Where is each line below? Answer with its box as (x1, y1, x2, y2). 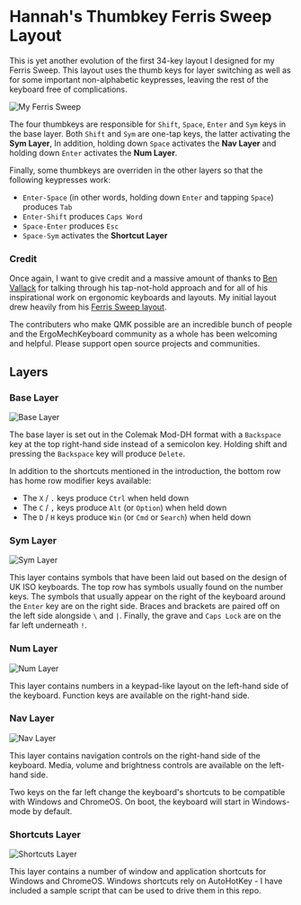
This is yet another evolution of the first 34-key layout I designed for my (9, 55, 276, 66)
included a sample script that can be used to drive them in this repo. (9, 885, 262, 896)
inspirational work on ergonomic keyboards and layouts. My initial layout (9, 292, 277, 303)
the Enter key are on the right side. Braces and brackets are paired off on (9, 601, 280, 612)
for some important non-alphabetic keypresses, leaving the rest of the (9, 74, 270, 85)
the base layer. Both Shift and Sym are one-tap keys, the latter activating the (9, 128, 291, 139)
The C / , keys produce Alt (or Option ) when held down (22, 502, 227, 513)
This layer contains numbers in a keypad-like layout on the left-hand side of (9, 680, 289, 691)
